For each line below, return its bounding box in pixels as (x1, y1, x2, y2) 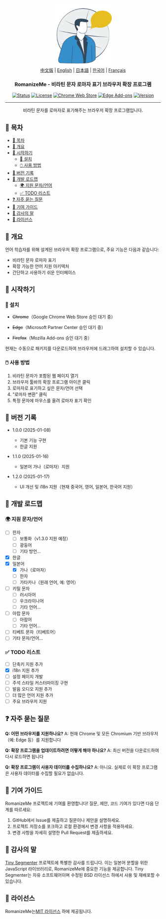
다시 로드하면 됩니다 (5, 754, 43, 760)
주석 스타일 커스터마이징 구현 (12, 680, 68, 686)
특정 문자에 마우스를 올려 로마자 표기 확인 (12, 397, 92, 403)
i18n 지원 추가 (12, 667, 40, 673)
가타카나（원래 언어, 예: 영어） (19, 579, 79, 585)
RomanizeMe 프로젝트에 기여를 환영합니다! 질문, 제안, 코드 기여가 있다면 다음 (5, 800, 154, 806)
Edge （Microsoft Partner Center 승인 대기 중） (12, 324, 106, 330)
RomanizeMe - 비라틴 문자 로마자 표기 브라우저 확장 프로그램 (14, 81, 152, 88)
